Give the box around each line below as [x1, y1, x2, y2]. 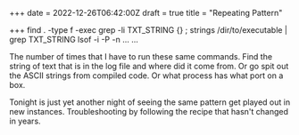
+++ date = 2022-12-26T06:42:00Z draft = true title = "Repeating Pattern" [9, 8, 283, 18]
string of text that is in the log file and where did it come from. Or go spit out [9, 61, 289, 71]
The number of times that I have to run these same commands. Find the [9, 52, 273, 61]
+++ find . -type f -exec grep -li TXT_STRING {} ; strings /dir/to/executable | [9, 25, 288, 35]
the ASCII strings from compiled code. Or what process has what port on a [9, 70, 284, 81]
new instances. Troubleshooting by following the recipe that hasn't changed [9, 107, 288, 116]
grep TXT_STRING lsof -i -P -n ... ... [9, 35, 138, 44]
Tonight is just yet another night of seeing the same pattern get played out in [9, 97, 291, 107]
